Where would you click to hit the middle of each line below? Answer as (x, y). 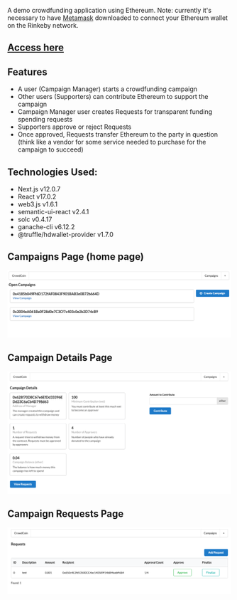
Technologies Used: (53, 172)
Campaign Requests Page (66, 514)
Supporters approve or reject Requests (75, 127)
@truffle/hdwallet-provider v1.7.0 (65, 235)
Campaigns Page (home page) (76, 257)
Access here (36, 48)
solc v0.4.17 (35, 219)
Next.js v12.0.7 (39, 189)
